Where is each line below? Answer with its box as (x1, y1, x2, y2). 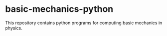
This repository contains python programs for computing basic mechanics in (5, 20, 163, 26)
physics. (5, 25, 22, 31)
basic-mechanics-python (5, 3, 114, 15)
